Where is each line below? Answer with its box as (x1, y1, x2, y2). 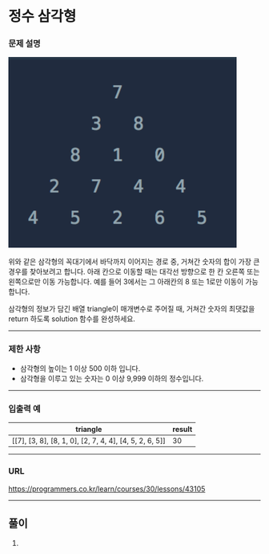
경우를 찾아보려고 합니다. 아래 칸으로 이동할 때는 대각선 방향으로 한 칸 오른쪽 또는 (8, 267, 260, 277)
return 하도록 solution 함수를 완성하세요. (8, 314, 136, 324)
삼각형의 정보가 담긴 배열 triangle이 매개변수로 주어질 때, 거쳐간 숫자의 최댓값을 (8, 304, 255, 314)
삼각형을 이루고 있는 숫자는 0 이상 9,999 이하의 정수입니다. (19, 373, 204, 383)
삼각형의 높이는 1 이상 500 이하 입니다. (19, 363, 141, 373)
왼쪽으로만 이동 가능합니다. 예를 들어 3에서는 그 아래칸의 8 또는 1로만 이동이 (8, 277, 244, 287)
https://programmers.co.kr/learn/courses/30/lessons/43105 (8, 483, 206, 494)
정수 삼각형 (8, 7, 77, 26)
